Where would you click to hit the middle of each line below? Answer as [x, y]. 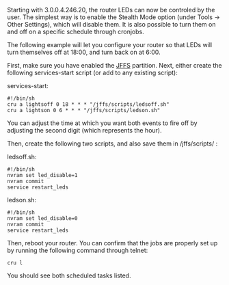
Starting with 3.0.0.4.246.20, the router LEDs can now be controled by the [111, 10]
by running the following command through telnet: [78, 250]
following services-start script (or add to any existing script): [92, 72]
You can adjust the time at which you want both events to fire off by [102, 123]
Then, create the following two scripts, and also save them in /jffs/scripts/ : [112, 144]
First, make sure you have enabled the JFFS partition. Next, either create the [114, 65]
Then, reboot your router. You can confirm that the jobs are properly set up [112, 243]
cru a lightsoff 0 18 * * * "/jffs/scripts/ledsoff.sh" [88, 105]
